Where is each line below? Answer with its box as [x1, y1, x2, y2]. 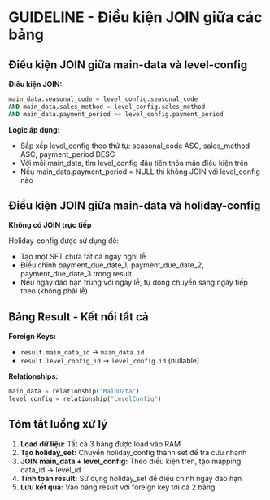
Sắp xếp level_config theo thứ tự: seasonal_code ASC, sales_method [20, 141, 250, 150]
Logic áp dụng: [8, 124, 60, 134]
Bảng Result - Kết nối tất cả [8, 310, 149, 324]
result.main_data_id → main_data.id [20, 347, 145, 357]
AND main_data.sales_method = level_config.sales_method [8, 102, 206, 111]
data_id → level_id [20, 464, 81, 475]
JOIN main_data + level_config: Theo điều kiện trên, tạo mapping [20, 456, 242, 466]
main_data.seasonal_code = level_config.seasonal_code [8, 95, 198, 103]
